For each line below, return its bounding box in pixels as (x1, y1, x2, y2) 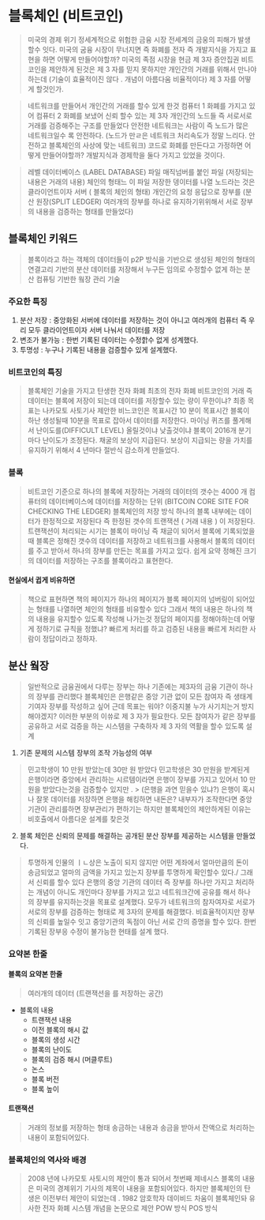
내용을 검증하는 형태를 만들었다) (35, 206, 134, 216)
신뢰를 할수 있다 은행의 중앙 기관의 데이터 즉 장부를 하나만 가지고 (35, 877, 234, 887)
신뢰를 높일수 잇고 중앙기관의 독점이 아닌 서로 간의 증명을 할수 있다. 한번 (35, 917, 257, 926)
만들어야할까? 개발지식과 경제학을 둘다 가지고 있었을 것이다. (42, 150, 226, 160)
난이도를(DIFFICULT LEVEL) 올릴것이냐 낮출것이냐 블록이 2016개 (35, 426, 237, 435)
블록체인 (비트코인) (8, 7, 124, 25)
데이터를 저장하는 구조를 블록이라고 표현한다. (35, 555, 174, 565)
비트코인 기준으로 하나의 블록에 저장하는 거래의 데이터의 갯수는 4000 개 (27, 487, 248, 496)
